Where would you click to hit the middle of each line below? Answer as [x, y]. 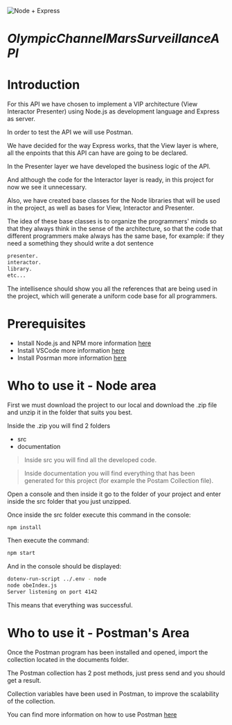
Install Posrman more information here [72, 358]
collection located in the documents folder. [68, 659]
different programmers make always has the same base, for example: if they [116, 236]
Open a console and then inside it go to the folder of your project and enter [114, 494]
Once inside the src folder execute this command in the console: [99, 515]
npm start [21, 553]
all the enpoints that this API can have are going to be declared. [98, 153]
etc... [17, 275]
